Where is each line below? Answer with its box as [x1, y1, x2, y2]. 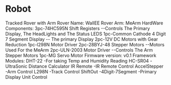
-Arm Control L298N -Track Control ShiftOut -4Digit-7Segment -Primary [5, 68, 157, 74]
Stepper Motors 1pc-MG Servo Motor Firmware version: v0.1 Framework [5, 52, 157, 59]
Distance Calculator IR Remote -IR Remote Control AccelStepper [28, 63, 164, 69]
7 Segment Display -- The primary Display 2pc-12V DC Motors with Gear [5, 36, 158, 42]
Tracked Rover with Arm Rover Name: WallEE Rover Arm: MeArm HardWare [5, 20, 163, 26]
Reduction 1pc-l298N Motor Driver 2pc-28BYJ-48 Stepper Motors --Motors [5, 41, 165, 47]
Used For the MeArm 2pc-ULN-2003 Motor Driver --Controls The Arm [5, 47, 153, 53]
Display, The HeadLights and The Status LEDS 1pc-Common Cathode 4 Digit [5, 31, 166, 37]
